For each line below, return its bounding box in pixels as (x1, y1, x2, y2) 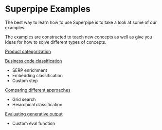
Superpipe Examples (5, 3, 91, 15)
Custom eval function (12, 120, 55, 126)
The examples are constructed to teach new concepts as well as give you (5, 34, 152, 40)
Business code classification (5, 58, 62, 64)
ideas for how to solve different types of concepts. (5, 39, 107, 45)
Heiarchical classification (12, 101, 63, 107)
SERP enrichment (12, 67, 47, 73)
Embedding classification (12, 72, 63, 78)
